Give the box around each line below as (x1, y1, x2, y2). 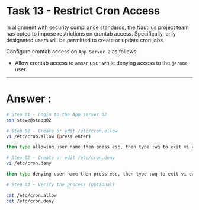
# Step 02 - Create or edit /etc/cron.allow (6, 128, 118, 134)
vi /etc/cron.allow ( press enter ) (6, 133, 92, 139)
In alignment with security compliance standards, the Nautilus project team (6, 24, 189, 31)
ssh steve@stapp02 (6, 117, 52, 123)
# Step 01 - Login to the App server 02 (6, 112, 108, 117)
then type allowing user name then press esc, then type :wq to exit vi (6, 144, 190, 150)
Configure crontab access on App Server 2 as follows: (6, 47, 138, 55)
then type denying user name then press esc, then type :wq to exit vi (6, 171, 187, 177)
